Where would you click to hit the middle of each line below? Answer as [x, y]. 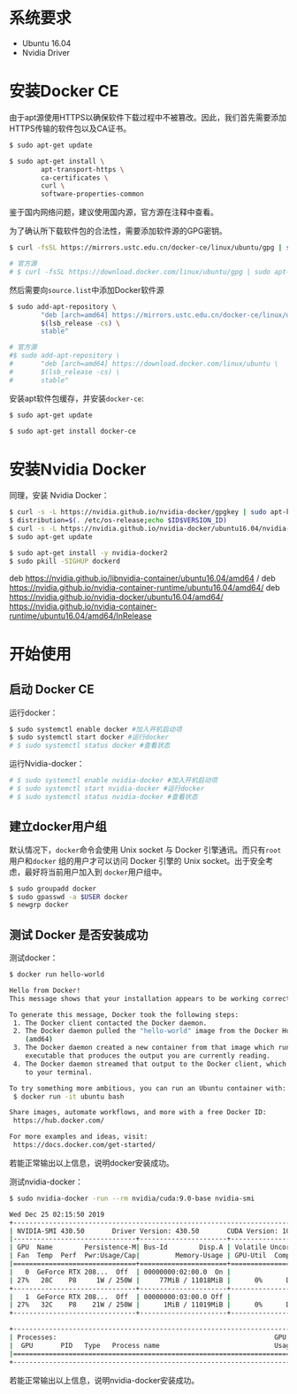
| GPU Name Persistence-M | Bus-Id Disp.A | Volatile [138, 1248]
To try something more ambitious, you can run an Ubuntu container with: [148, 1088]
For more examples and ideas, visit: [79, 1137]
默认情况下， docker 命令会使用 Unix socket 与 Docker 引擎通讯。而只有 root [145, 850]
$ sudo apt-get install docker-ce [73, 431]
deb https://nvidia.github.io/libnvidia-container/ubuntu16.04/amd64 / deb [142, 578]
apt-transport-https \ [83, 169]
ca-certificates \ [75, 178]
